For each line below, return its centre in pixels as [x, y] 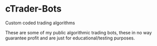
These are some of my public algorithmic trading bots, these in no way [79, 32]
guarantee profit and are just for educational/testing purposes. [70, 38]
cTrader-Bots [33, 9]
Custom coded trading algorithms [40, 23]
